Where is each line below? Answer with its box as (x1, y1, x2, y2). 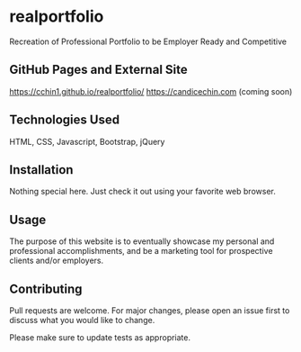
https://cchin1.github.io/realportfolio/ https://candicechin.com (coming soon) (9, 86, 293, 96)
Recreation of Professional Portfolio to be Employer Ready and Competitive (9, 36, 288, 47)
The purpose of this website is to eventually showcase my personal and (9, 236, 275, 247)
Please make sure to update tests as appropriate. (9, 332, 191, 343)
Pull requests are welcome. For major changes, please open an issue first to (9, 305, 290, 316)
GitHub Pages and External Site (9, 62, 188, 77)
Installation (9, 162, 74, 177)
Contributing (9, 281, 83, 296)
